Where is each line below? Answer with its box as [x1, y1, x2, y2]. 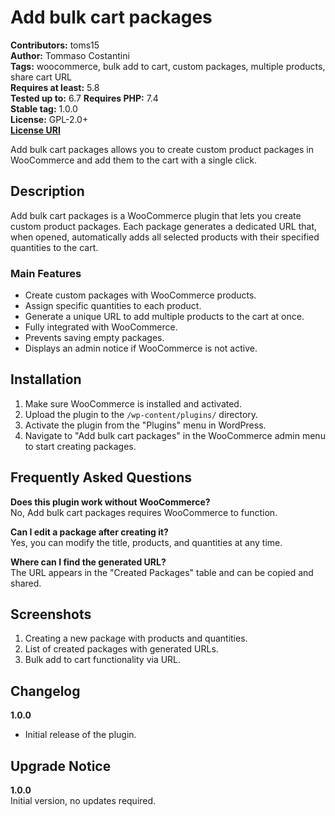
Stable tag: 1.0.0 [10, 102, 78, 115]
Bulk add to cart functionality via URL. [24, 654, 182, 666]
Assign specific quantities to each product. [24, 300, 202, 312]
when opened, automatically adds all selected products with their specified [10, 231, 320, 243]
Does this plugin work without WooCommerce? [10, 496, 211, 508]
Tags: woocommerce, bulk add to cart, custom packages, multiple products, [10, 60, 326, 72]
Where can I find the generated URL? [10, 556, 167, 568]
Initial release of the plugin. [24, 729, 137, 741]
